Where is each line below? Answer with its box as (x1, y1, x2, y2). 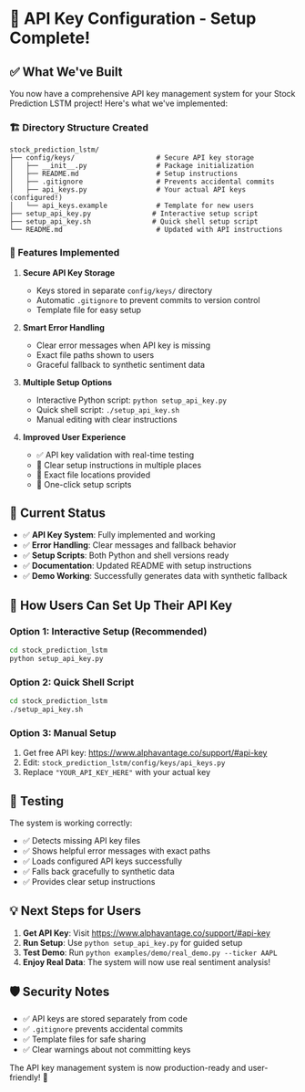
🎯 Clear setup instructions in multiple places (36, 459, 202, 470)
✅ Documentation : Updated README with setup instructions (22, 561, 252, 572)
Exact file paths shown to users (36, 349, 155, 360)
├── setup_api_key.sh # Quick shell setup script (9, 217, 259, 226)
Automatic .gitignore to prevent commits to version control (36, 294, 261, 305)
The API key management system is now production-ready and (9, 1062, 247, 1073)
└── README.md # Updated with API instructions (9, 226, 283, 235)
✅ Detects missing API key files (22, 835, 141, 845)
